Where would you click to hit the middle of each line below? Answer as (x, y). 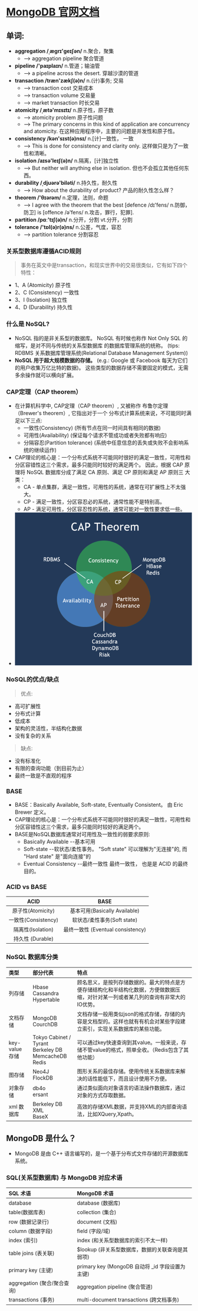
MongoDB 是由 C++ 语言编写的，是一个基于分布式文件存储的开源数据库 (101, 1154)
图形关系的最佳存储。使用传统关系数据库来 (129, 1071)
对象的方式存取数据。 (103, 1095)
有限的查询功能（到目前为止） (51, 768)
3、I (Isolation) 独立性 (41, 300)
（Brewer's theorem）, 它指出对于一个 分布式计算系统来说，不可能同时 (100, 413)
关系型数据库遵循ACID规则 (44, 251)
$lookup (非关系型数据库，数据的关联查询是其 (133, 1250)
